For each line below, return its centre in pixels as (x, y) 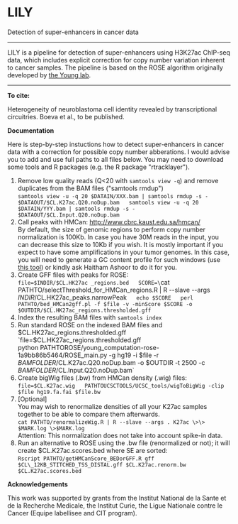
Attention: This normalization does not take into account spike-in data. (120, 435)
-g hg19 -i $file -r (134, 355)
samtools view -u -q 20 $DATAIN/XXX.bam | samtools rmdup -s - (113, 196)
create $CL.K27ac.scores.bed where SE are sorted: (92, 450)
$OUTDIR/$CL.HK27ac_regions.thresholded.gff (84, 310)
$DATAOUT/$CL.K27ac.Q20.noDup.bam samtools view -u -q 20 (108, 202)
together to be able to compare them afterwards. (89, 414)
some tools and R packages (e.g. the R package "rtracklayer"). (98, 167)
